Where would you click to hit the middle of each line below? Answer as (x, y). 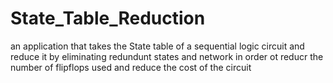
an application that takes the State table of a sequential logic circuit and (157, 46)
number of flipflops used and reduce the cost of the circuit (131, 67)
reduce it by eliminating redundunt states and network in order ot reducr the (167, 56)
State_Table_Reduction (108, 18)
